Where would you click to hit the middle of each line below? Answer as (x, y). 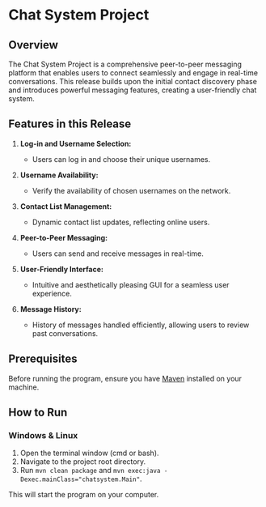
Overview (34, 45)
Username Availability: (59, 175)
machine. (24, 387)
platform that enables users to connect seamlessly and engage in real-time (133, 73)
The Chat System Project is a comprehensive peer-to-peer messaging (125, 64)
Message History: (51, 309)
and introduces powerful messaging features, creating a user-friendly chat (133, 90)
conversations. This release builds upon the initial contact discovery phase (133, 81)
